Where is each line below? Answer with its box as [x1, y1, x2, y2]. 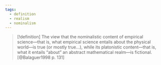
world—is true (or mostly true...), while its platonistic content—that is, [17, 44, 157, 50]
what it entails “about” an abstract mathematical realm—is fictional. [17, 49, 152, 55]
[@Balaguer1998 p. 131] [17, 54, 65, 61]
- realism [9, 16, 29, 21]
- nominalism [9, 20, 36, 26]
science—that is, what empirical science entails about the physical [17, 39, 151, 45]
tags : [5, 7, 16, 12]
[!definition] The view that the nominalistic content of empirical [17, 34, 143, 40]
